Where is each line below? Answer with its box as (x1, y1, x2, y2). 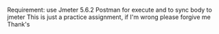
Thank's (7, 20, 30, 28)
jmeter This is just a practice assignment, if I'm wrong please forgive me (7, 13, 211, 21)
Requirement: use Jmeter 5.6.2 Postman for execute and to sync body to (7, 6, 213, 14)
